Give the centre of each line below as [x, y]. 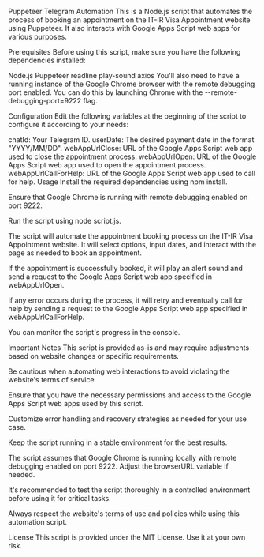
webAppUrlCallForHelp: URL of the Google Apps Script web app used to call [132, 173]
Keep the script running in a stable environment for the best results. [118, 442]
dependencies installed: [47, 60]
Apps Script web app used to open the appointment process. [107, 165]
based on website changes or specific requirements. [93, 356]
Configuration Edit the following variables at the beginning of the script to [127, 116]
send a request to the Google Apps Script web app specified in [110, 277]
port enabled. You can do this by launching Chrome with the [106, 92]
